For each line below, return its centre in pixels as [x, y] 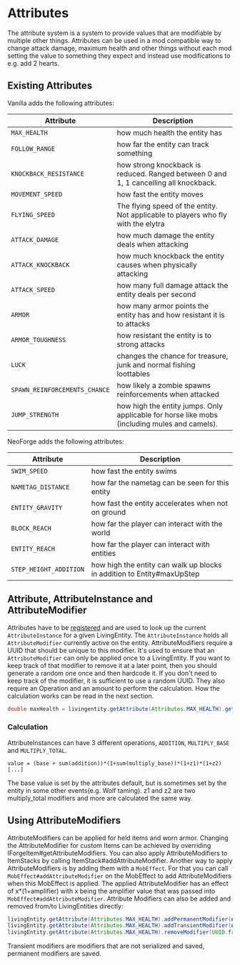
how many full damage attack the [172, 285]
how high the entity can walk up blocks [157, 564]
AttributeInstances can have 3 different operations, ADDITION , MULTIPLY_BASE [119, 742]
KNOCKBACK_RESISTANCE [47, 174]
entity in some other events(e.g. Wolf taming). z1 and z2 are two [101, 790]
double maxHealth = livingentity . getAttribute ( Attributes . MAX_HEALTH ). [116, 709]
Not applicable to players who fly [172, 214]
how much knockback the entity [171, 256]
